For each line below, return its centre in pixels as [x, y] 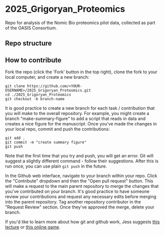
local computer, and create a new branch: [47, 77]
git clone [15, 86]
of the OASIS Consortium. [31, 28]
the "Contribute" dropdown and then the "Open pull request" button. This [79, 181]
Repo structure [28, 44]
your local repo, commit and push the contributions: [57, 129]
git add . [15, 138]
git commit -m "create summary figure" [46, 143]
